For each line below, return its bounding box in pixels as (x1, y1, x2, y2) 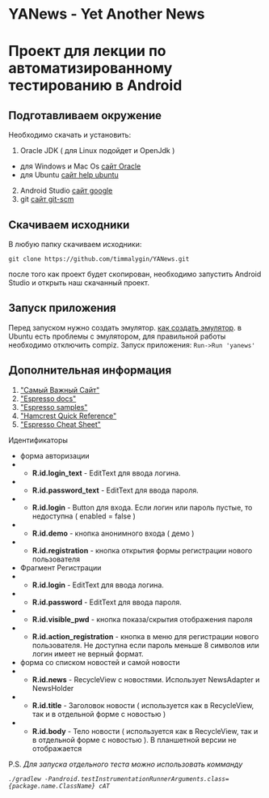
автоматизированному (8, 59, 173, 78)
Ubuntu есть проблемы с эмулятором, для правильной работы (8, 331, 226, 341)
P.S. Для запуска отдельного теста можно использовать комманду (8, 759, 243, 769)
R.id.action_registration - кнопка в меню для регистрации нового (32, 631, 259, 641)
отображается (32, 743, 82, 753)
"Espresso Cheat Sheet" (19, 419, 101, 429)
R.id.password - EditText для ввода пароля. (32, 597, 182, 607)
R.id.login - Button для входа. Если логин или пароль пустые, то (32, 502, 253, 512)
